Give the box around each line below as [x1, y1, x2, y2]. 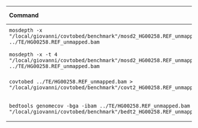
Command [9, 11, 39, 19]
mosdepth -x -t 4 [9, 51, 58, 58]
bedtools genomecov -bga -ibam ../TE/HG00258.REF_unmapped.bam [9, 103, 190, 109]
